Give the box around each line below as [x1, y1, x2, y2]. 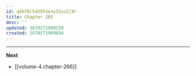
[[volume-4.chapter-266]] [14, 63, 77, 70]
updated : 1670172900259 [6, 25, 64, 31]
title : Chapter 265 [6, 14, 54, 20]
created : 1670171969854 [6, 30, 64, 36]
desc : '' [6, 19, 27, 25]
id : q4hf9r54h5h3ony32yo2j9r [6, 8, 77, 15]
